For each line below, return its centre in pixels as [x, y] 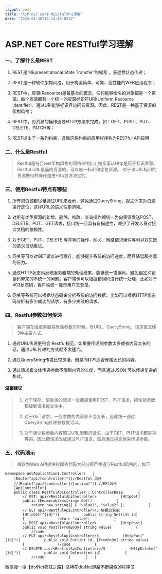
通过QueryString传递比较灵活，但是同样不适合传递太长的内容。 [75, 360]
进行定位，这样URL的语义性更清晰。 [48, 207]
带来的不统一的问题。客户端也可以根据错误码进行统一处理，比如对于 [89, 279]
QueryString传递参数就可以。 [54, 422]
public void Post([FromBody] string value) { [80, 527]
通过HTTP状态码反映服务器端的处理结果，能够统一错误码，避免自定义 [82, 273]
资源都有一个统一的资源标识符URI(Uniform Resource [81, 99]
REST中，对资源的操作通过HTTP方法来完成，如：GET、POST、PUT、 [82, 121]
